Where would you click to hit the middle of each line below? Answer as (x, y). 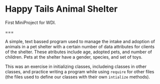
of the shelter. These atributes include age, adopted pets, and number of (79, 52)
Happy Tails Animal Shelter (61, 9)
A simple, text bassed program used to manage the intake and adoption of (80, 41)
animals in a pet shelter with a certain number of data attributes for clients (80, 46)
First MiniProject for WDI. (31, 22)
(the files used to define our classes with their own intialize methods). (78, 77)
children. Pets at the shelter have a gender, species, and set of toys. (74, 57)
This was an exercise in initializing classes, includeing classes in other (76, 66)
